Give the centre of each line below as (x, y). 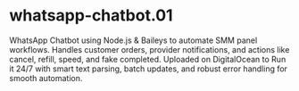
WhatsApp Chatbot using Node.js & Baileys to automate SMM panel (133, 40)
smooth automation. (46, 78)
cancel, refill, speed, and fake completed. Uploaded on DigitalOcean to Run (148, 59)
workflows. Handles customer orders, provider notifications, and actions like (149, 49)
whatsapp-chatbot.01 (91, 16)
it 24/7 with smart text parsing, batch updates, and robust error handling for (149, 69)
